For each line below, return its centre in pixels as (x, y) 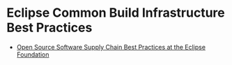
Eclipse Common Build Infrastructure (116, 13)
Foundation (33, 55)
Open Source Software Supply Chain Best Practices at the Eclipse (111, 47)
